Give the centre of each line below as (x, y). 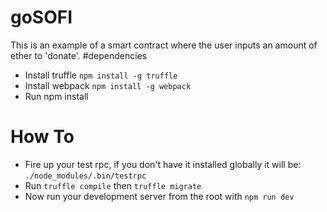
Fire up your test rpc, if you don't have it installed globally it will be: (163, 164)
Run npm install (56, 96)
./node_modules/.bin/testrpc (85, 176)
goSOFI (41, 17)
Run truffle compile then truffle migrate (113, 185)
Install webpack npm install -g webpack (108, 85)
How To (42, 137)
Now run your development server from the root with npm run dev (159, 196)
